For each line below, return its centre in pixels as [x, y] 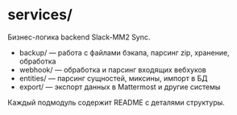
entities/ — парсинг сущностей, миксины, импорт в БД [113, 78]
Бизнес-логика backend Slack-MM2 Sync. [79, 37]
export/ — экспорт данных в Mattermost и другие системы [120, 87]
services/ [40, 15]
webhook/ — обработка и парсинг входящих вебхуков [112, 69]
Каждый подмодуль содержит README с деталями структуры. [116, 102]
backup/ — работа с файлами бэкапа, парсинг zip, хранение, [125, 52]
